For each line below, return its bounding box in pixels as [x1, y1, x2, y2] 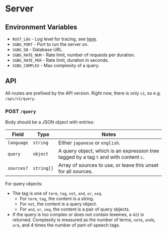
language [7, 140, 28, 146]
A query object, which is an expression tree [58, 147, 160, 154]
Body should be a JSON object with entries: [5, 119, 94, 125]
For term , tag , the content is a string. [19, 196, 94, 202]
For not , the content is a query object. [19, 201, 97, 207]
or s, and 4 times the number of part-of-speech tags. [12, 222, 120, 228]
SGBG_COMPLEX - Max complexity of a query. [12, 63, 100, 68]
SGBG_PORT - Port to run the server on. [12, 41, 89, 47]
